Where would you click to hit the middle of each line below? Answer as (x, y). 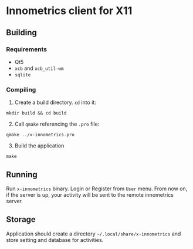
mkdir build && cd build (36, 113)
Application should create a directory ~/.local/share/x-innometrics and (94, 234)
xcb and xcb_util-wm (39, 68)
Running (22, 174)
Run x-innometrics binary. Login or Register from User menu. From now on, (97, 189)
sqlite (23, 75)
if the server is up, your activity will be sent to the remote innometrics (90, 194)
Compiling (21, 89)
